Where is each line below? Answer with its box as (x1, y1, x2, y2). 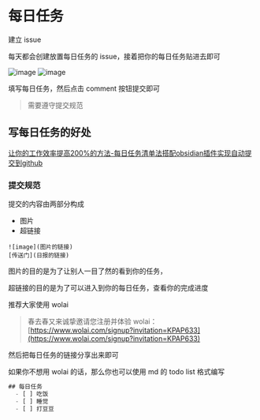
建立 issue (8, 35, 42, 44)
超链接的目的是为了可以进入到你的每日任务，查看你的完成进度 (8, 283, 209, 293)
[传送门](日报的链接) (8, 252, 69, 260)
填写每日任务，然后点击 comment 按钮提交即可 (8, 84, 160, 93)
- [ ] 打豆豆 (15, 404, 54, 413)
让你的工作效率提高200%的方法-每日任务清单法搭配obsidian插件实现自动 (8, 148, 246, 158)
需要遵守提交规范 (27, 100, 84, 110)
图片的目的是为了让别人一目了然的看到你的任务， (8, 266, 167, 276)
